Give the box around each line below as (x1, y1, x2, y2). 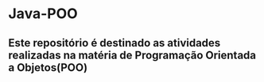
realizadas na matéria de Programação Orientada (8, 48, 257, 61)
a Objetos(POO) (8, 61, 88, 74)
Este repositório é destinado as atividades (8, 36, 221, 50)
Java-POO (8, 5, 78, 23)
